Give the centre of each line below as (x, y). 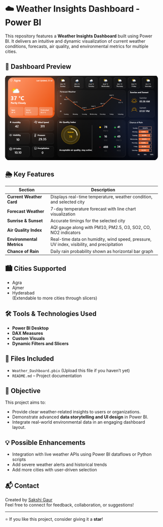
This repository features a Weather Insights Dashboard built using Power (79, 36)
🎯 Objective (23, 391)
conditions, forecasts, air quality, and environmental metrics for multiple (77, 46)
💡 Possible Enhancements (45, 442)
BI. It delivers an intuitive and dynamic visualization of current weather (75, 41)
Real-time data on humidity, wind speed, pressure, (101, 239)
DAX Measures (28, 333)
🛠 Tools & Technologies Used (51, 314)
